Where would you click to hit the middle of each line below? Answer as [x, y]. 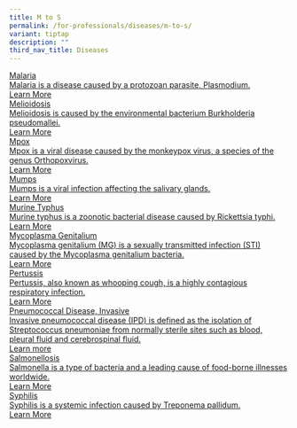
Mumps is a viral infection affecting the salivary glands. [110, 189]
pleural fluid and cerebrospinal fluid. [75, 339]
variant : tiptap [39, 34]
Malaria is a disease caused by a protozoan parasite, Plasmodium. [130, 85]
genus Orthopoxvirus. [49, 160]
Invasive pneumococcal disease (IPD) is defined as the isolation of [131, 321]
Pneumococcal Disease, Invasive [70, 311]
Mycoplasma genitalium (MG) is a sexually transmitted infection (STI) [135, 245]
